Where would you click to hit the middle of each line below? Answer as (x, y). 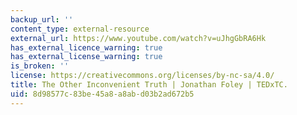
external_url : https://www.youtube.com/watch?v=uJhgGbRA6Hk (138, 38)
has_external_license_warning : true (86, 57)
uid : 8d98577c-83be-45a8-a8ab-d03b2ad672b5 (102, 94)
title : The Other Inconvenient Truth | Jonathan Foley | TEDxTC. (149, 85)
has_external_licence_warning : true (86, 47)
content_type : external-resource (80, 29)
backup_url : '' (42, 19)
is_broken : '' (40, 66)
